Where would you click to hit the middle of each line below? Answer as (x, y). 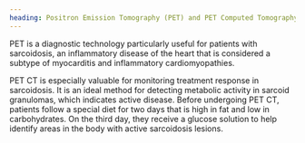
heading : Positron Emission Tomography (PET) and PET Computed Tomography (154, 18)
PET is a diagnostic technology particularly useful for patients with (133, 43)
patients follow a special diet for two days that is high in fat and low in (140, 109)
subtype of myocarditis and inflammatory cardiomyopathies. (122, 62)
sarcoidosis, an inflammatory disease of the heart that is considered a (140, 53)
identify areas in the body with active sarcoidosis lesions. (117, 129)
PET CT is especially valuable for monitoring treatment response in (134, 80)
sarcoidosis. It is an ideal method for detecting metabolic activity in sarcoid (150, 90)
